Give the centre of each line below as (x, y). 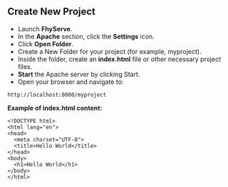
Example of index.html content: (55, 108)
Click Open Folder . (45, 44)
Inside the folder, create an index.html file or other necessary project (119, 59)
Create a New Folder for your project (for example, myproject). (109, 51)
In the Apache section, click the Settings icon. (86, 36)
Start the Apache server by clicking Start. (79, 74)
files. (25, 66)
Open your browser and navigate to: (71, 82)
